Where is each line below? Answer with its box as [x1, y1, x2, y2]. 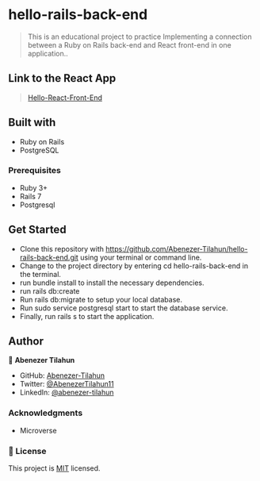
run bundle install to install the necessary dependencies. [19, 278, 205, 287]
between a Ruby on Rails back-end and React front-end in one [27, 40, 231, 49]
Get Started [8, 223, 67, 237]
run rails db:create [19, 286, 80, 295]
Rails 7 [19, 191, 42, 201]
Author [8, 335, 44, 348]
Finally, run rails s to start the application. [19, 311, 155, 321]
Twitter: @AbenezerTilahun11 [19, 379, 114, 389]
